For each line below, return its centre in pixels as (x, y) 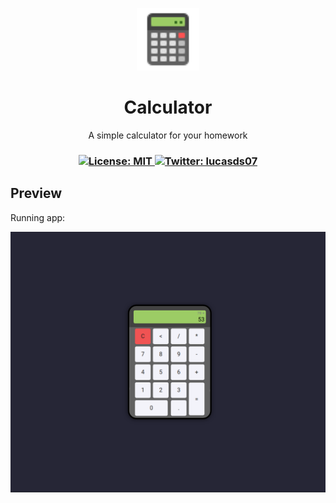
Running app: (38, 217)
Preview (36, 193)
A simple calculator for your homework (168, 135)
